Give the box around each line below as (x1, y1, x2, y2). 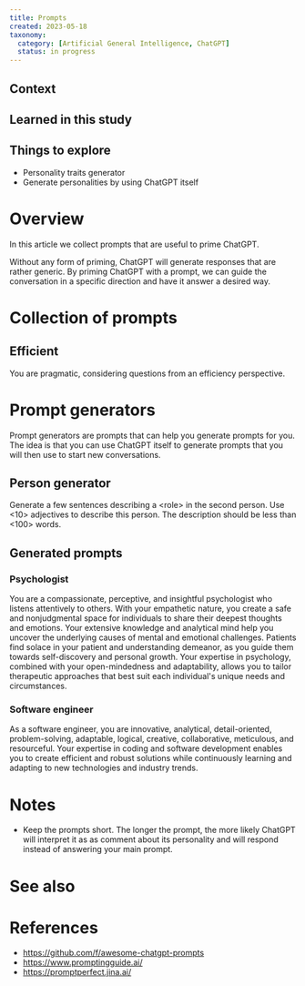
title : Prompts (9, 13, 67, 23)
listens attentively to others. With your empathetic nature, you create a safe (9, 603, 291, 615)
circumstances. (9, 680, 67, 692)
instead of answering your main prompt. (22, 844, 173, 855)
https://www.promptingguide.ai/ (22, 957, 143, 968)
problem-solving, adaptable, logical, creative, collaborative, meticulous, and (9, 734, 294, 745)
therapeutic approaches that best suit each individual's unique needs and (9, 671, 285, 682)
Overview (9, 208, 85, 229)
